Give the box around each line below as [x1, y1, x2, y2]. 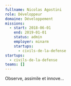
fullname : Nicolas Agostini [5, 7, 62, 12]
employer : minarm [14, 39, 49, 44]
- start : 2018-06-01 [9, 26, 51, 30]
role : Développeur [5, 12, 42, 17]
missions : [5, 21, 25, 26]
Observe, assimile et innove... [5, 76, 64, 82]
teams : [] [5, 62, 25, 67]
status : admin [14, 35, 42, 40]
